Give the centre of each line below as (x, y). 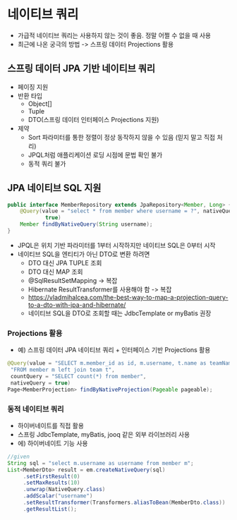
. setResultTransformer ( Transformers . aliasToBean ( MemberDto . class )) (124, 503)
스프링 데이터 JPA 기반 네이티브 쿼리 (81, 69)
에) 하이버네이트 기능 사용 (53, 443)
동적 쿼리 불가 (47, 164)
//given (19, 456)
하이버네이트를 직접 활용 (51, 425)
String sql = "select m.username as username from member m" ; (101, 463)
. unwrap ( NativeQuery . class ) (64, 490)
